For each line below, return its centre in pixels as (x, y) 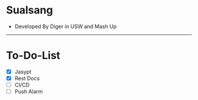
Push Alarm (29, 92)
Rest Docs (27, 78)
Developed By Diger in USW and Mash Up (65, 26)
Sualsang (29, 10)
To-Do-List (33, 56)
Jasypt (23, 71)
